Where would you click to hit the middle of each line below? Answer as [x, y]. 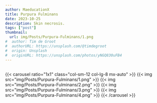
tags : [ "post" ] [21, 28]
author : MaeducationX [27, 10]
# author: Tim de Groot [31, 42]
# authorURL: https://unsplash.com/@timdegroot [56, 46]
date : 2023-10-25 [23, 19]
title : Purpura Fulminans [31, 14]
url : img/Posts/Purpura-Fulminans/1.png [51, 37]
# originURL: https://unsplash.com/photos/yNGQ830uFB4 [63, 55]
